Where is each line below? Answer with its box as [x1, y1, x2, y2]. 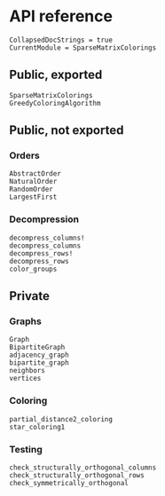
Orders [9, 149, 40, 161]
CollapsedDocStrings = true [9, 35, 114, 44]
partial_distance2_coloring [9, 414, 114, 423]
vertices [9, 374, 42, 383]
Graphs [9, 315, 42, 327]
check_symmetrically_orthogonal [9, 479, 129, 488]
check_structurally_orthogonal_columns [9, 463, 157, 472]
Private [9, 288, 51, 303]
